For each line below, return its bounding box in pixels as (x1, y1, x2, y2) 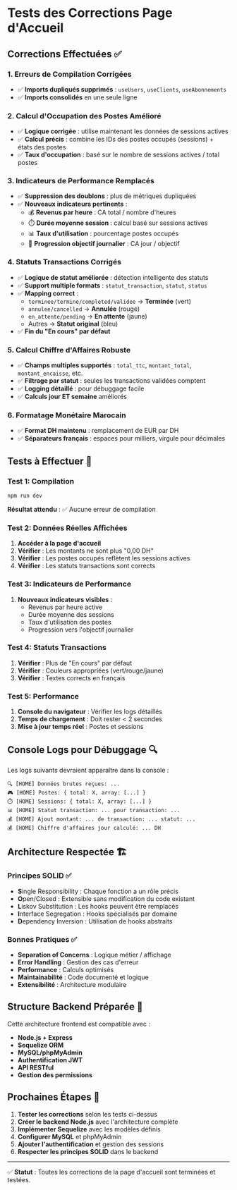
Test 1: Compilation (7, 476, 75, 486)
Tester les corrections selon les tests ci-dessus (17, 1110, 157, 1118)
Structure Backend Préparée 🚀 (7, 1001, 143, 1013)
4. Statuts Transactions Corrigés (7, 257, 122, 267)
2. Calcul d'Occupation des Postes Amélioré (7, 111, 162, 121)
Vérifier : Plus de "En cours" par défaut (17, 658, 133, 667)
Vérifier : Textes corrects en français (17, 673, 126, 682)
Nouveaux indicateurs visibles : (17, 595, 113, 603)
